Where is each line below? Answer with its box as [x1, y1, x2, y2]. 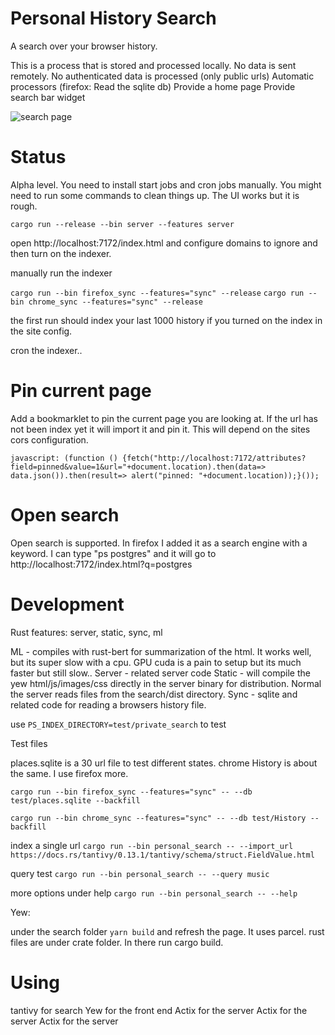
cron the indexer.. [10, 344, 83, 356]
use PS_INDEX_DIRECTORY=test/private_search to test [10, 718, 227, 730]
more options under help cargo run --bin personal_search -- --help [10, 887, 298, 899]
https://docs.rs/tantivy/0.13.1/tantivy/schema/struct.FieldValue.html [10, 850, 315, 860]
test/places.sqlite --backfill [10, 795, 141, 806]
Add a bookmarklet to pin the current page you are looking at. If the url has [10, 412, 318, 424]
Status [10, 146, 67, 169]
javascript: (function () [10, 453, 118, 463]
